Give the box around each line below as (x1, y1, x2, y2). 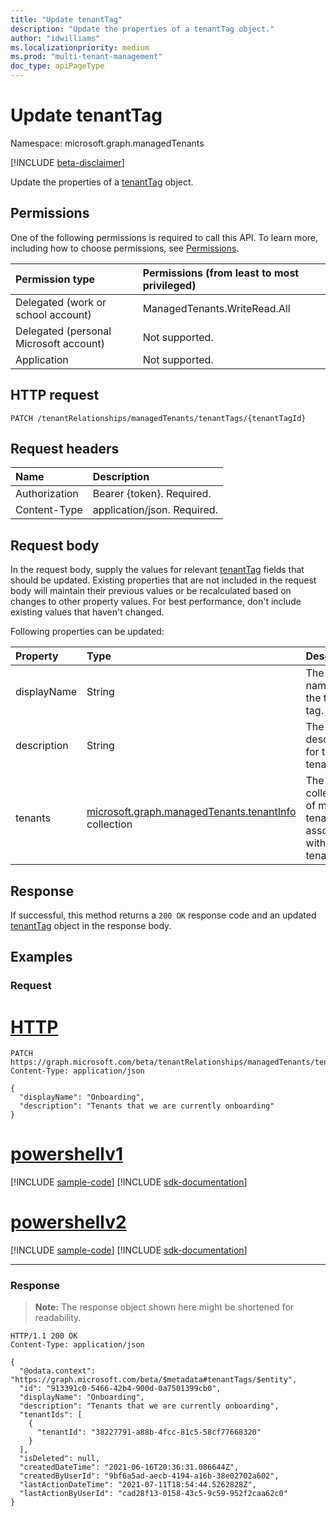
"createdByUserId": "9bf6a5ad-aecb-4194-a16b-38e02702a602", (19, 1471, 280, 1481)
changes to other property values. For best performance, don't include (10, 596, 302, 608)
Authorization (15, 487, 79, 501)
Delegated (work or (15, 295, 107, 309)
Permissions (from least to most (142, 266, 300, 280)
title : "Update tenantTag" (10, 14, 123, 25)
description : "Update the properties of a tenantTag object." (10, 24, 275, 34)
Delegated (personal (15, 324, 112, 338)
